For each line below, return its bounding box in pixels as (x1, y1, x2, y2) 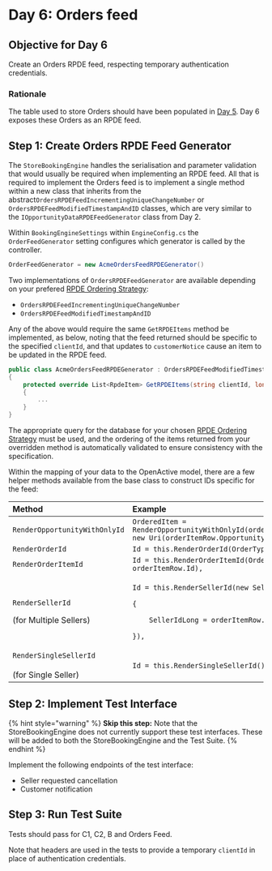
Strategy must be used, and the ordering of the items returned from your (8, 434, 251, 444)
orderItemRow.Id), (132, 564, 204, 573)
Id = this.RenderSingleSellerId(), (132, 661, 270, 671)
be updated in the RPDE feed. (8, 350, 107, 359)
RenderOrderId (12, 545, 67, 554)
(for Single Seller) (12, 669, 79, 680)
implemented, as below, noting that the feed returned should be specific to (8, 333, 257, 342)
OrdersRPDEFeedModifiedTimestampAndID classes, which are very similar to (8, 204, 253, 213)
